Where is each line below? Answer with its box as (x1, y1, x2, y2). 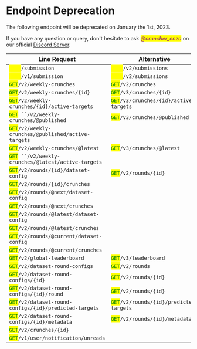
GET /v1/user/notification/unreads (9, 334, 106, 341)
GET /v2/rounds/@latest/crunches (9, 225, 100, 231)
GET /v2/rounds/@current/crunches (9, 246, 103, 253)
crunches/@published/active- (9, 131, 90, 137)
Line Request (38, 55, 76, 63)
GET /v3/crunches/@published (110, 114, 189, 121)
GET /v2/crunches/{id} (9, 327, 69, 333)
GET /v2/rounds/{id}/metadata (110, 316, 192, 322)
